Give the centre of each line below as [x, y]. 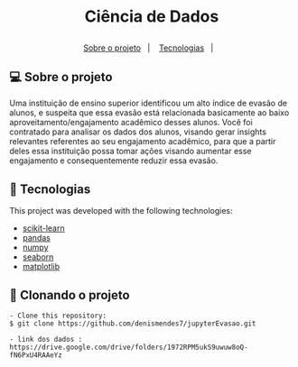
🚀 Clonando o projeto [70, 295]
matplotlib [41, 267]
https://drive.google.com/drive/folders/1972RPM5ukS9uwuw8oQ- [129, 348]
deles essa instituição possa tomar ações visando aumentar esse [130, 151]
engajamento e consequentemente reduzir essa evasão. [114, 161]
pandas [37, 238]
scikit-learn [43, 228]
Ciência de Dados [152, 17]
